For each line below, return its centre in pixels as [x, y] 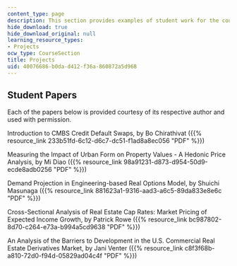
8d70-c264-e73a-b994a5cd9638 [56, 227]
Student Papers [42, 95]
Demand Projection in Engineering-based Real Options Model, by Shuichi [114, 183]
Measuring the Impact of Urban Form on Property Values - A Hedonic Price [116, 155]
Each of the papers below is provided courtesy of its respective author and [116, 112]
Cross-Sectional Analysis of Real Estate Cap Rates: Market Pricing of [107, 212]
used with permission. [39, 120]
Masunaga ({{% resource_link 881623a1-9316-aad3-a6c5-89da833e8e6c [115, 191]
